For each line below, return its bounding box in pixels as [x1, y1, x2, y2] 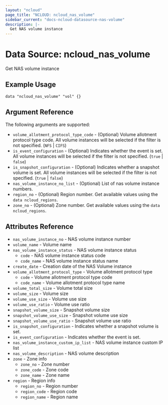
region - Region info [12, 377, 55, 383]
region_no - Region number [20, 382, 78, 389]
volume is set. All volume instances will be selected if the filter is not [12, 169, 157, 176]
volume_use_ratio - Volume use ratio [12, 301, 90, 307]
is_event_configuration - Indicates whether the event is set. [12, 334, 141, 340]
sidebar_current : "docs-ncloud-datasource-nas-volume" [5, 17, 125, 22]
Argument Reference [5, 108, 74, 117]
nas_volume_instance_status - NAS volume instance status [12, 247, 137, 253]
